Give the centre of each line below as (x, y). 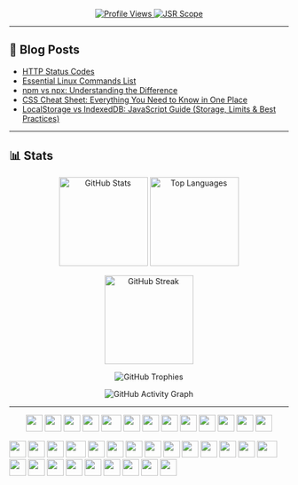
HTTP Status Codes (58, 71)
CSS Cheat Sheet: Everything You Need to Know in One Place (135, 99)
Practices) (41, 118)
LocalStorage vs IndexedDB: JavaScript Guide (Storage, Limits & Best (149, 109)
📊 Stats (31, 156)
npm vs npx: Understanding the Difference (100, 90)
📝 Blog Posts (44, 50)
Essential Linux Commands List (79, 81)
